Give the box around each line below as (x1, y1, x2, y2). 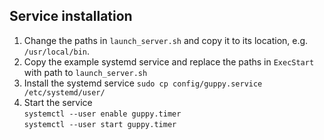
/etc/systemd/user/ (23, 87, 106, 98)
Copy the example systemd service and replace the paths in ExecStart (23, 55, 315, 68)
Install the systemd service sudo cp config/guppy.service (23, 77, 263, 89)
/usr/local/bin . (23, 45, 91, 57)
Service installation (9, 8, 133, 25)
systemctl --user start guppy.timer (23, 119, 177, 129)
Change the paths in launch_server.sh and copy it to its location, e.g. (23, 34, 309, 46)
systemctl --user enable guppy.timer (23, 109, 182, 119)
